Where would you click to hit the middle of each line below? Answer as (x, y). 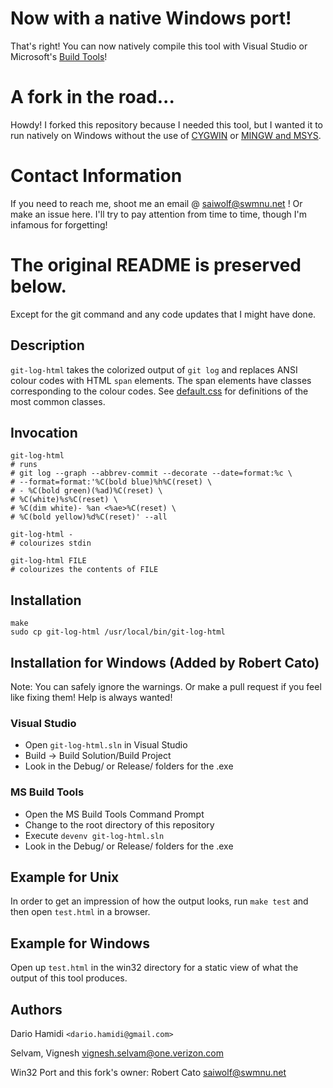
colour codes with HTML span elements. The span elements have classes (161, 380)
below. (38, 286)
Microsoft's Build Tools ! (59, 56)
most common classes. (58, 401)
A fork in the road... (92, 97)
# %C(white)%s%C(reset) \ (64, 500)
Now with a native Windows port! (151, 18)
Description (47, 345)
